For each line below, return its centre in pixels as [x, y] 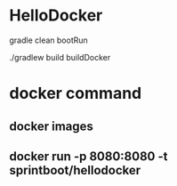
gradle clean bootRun [49, 40]
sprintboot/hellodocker [75, 170]
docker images [51, 126]
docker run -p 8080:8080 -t [88, 156]
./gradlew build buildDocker [60, 57]
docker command [76, 93]
